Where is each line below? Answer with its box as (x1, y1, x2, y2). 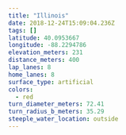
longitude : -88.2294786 (8, 41, 87, 49)
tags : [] (8, 26, 37, 34)
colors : (8, 85, 34, 94)
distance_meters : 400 (8, 56, 80, 64)
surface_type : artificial (8, 78, 94, 86)
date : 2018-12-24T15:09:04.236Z (8, 19, 115, 27)
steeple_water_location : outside (8, 115, 119, 123)
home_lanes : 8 (8, 71, 55, 79)
